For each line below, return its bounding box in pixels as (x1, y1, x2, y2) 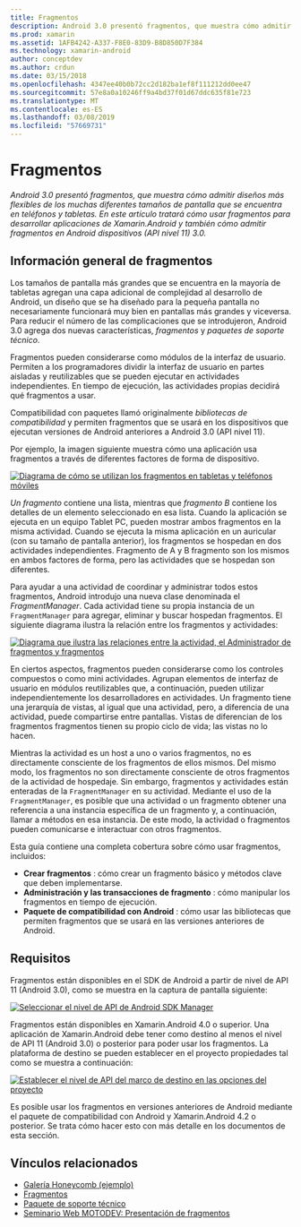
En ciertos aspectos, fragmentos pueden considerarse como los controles (10, 664, 284, 674)
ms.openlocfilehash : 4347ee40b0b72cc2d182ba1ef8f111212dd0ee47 (10, 80, 252, 89)
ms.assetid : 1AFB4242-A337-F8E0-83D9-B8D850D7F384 (10, 38, 203, 47)
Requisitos (10, 951, 71, 966)
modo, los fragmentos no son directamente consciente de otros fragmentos (10, 767, 290, 777)
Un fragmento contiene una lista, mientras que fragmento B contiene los (10, 497, 278, 508)
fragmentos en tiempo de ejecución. (22, 897, 158, 907)
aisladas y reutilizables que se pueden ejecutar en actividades (10, 371, 240, 382)
